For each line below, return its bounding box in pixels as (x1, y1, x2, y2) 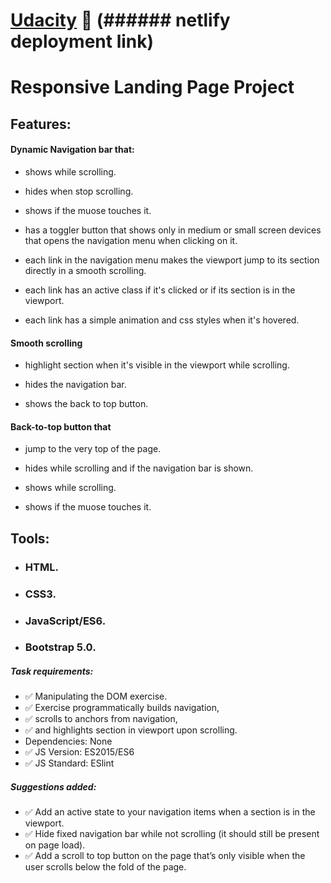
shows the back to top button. (24, 398, 149, 410)
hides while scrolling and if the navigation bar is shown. (24, 462, 254, 474)
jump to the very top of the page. (24, 443, 162, 455)
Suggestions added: (10, 781, 97, 793)
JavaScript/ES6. (24, 614, 107, 628)
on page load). (24, 839, 86, 851)
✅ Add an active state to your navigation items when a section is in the (24, 806, 316, 818)
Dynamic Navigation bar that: (10, 144, 135, 156)
